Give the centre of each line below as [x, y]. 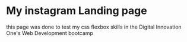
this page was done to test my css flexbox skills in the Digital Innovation [94, 27]
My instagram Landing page [77, 11]
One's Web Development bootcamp [50, 33]
